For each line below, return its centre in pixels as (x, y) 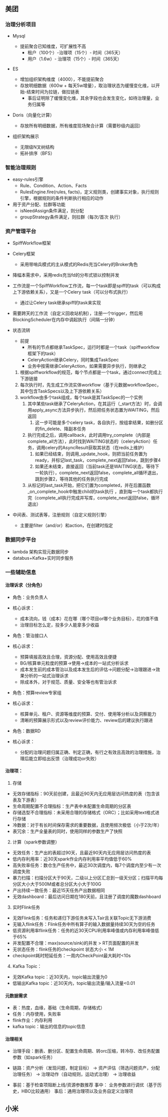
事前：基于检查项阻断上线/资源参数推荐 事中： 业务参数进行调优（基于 (85, 1085)
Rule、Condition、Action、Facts (53, 185)
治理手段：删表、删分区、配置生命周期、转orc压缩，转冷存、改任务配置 (86, 1051)
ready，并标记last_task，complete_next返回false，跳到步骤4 (98, 460)
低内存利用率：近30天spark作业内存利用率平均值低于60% (72, 859)
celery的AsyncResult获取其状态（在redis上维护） (96, 448)
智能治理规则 (21, 167)
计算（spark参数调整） (36, 842)
